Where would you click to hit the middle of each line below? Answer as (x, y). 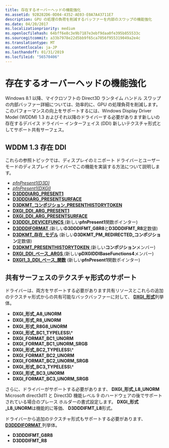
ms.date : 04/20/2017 (27, 24)
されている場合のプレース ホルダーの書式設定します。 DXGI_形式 (72, 402)
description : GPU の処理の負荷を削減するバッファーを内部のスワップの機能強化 (79, 19)
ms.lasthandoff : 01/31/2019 (35, 52)
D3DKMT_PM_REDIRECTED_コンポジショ (117, 235)
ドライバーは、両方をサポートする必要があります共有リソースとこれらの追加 (84, 290)
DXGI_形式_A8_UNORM (37, 314)
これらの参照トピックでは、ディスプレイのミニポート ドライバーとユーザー (83, 160)
